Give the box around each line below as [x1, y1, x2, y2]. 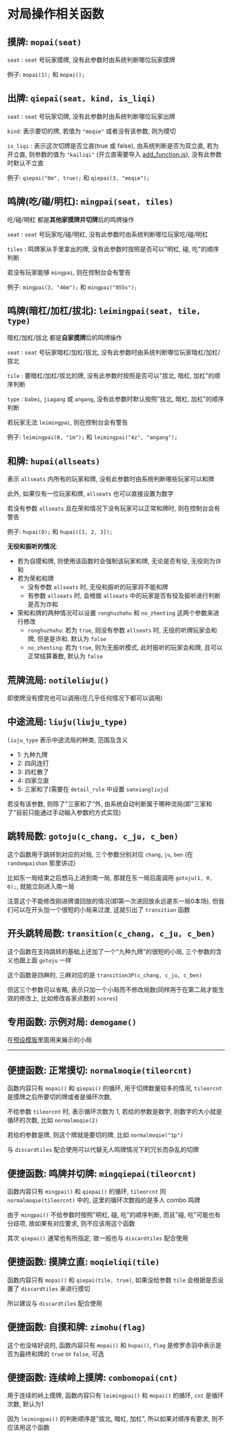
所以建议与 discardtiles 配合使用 [7, 1299, 102, 1307]
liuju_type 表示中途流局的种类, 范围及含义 [7, 736, 128, 744]
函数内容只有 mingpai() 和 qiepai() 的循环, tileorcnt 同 [7, 1187, 166, 1195]
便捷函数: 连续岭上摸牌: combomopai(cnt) [7, 1372, 178, 1383]
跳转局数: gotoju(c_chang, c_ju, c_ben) [7, 830, 179, 842]
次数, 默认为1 [7, 1400, 43, 1408]
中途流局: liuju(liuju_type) [7, 716, 128, 728]
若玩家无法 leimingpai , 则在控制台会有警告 [7, 418, 128, 427]
